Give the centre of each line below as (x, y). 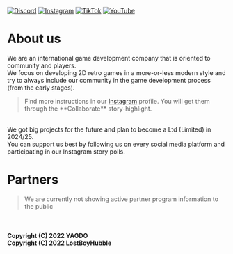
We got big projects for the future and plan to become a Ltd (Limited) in (109, 129)
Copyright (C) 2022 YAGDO (48, 236)
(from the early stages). (41, 88)
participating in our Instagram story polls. (66, 151)
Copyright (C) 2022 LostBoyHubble (59, 243)
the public (39, 206)
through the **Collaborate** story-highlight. (88, 109)
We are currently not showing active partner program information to (121, 199)
